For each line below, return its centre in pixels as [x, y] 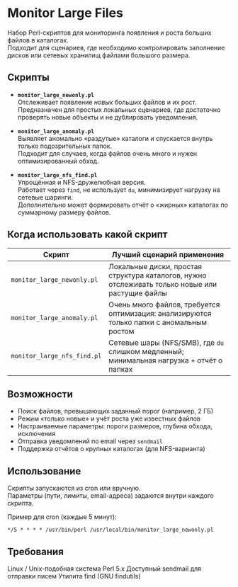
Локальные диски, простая [155, 266]
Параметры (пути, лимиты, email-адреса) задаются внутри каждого [110, 496]
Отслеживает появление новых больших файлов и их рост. [107, 102]
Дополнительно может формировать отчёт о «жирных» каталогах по [123, 205]
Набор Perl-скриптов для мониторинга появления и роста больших [109, 33]
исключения [36, 434]
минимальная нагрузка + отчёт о [166, 360]
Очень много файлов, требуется [164, 304]
